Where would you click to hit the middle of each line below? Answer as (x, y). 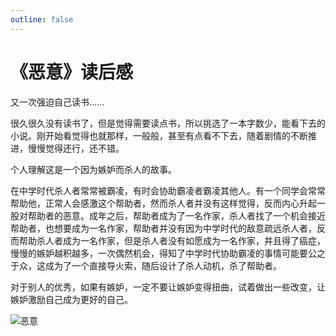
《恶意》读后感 (72, 72)
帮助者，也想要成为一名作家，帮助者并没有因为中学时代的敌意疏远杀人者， (163, 228)
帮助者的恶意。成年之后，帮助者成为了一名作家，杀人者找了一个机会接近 (176, 215)
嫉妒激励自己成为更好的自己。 (71, 299)
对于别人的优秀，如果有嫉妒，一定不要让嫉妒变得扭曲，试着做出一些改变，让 (168, 287)
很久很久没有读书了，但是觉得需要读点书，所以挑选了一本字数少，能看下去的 (168, 123)
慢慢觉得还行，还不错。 (76, 148)
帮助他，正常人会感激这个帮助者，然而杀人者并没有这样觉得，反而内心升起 (163, 203)
